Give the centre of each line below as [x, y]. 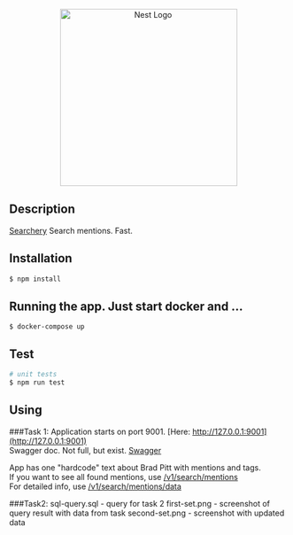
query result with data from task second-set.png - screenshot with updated [147, 513]
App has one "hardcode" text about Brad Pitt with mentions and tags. [135, 467]
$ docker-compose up [47, 327]
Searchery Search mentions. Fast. [71, 230]
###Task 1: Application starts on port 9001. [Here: [100, 431]
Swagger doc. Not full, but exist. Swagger [85, 450]
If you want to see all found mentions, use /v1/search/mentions [124, 477]
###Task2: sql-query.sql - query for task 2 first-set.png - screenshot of [140, 503]
